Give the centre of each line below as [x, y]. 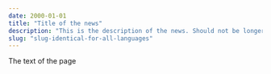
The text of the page [42, 61]
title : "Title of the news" [56, 23]
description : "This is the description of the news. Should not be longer [137, 31]
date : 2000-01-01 [38, 16]
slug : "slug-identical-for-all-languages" [81, 38]
